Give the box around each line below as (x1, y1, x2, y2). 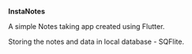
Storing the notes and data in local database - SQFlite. (8, 37, 184, 46)
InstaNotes (8, 7, 46, 16)
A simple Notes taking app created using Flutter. (8, 22, 165, 31)
